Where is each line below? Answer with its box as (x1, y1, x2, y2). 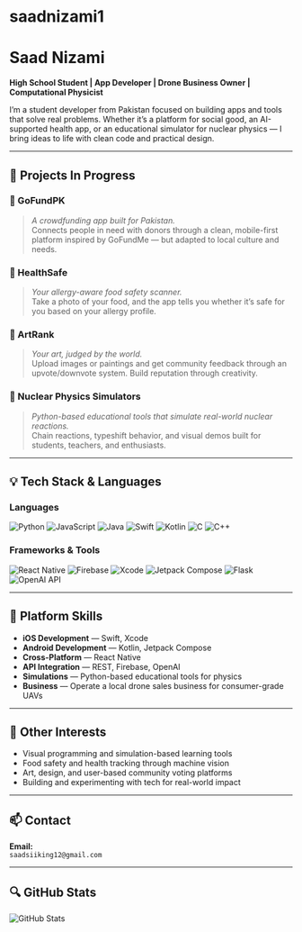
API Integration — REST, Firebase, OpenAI (22, 661, 182, 672)
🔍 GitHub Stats (9, 884, 97, 900)
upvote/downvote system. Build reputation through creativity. (31, 367, 259, 379)
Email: (9, 841, 33, 852)
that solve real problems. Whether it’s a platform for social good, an (9, 114, 259, 125)
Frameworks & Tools (9, 544, 101, 556)
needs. (31, 243, 58, 254)
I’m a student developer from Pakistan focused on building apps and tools (9, 104, 283, 115)
